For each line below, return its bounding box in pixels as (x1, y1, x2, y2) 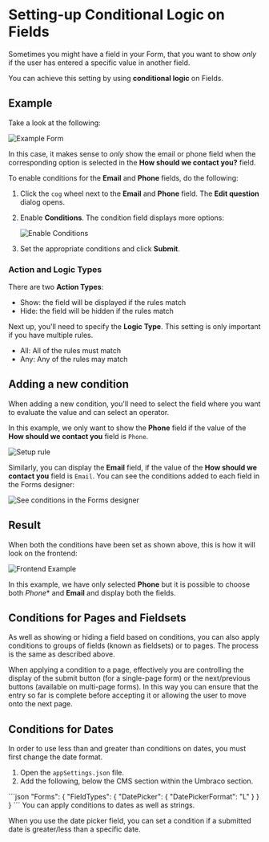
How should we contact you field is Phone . (8, 431, 149, 441)
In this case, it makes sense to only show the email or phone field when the (8, 148, 256, 158)
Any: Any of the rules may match (19, 355, 128, 364)
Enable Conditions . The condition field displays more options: (19, 213, 224, 222)
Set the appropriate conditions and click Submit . (19, 243, 180, 254)
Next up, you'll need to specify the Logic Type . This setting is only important (8, 322, 261, 332)
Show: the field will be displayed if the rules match (19, 298, 187, 307)
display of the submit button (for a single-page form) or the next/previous (8, 673, 251, 683)
